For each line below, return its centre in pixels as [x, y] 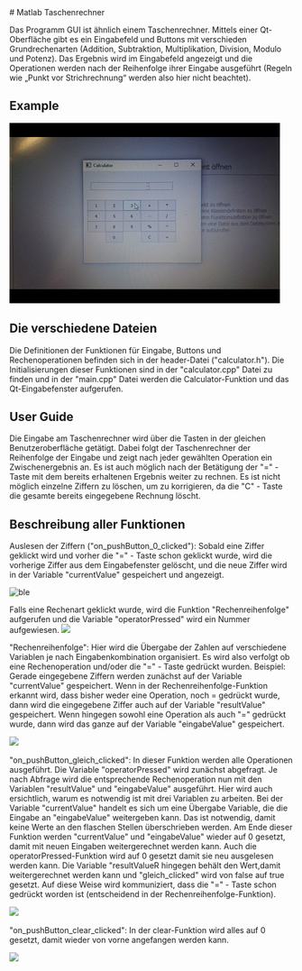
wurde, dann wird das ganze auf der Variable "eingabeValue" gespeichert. [147, 724]
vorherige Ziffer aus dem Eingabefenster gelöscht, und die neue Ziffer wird [148, 565]
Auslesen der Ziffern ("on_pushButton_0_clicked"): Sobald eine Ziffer [137, 546]
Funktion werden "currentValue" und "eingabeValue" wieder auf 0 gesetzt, [147, 837]
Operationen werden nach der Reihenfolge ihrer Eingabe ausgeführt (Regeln [151, 68]
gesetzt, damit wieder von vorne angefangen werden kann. [119, 940]
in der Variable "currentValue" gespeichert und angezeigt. [117, 575]
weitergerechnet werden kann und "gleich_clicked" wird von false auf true [147, 875]
